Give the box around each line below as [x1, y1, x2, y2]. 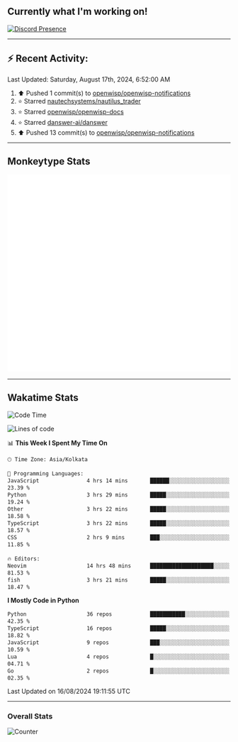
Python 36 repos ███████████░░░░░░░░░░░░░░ [7, 610, 230, 618]
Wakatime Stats [7, 392, 79, 404]
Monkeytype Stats [7, 155, 91, 167]
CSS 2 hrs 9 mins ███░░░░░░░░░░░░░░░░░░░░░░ [7, 533, 230, 541]
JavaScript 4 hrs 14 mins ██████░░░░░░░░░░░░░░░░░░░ [7, 477, 230, 484]
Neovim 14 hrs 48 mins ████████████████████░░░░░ [7, 562, 230, 570]
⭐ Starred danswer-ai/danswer [17, 118, 108, 126]
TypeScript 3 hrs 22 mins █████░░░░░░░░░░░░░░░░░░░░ [7, 519, 230, 527]
